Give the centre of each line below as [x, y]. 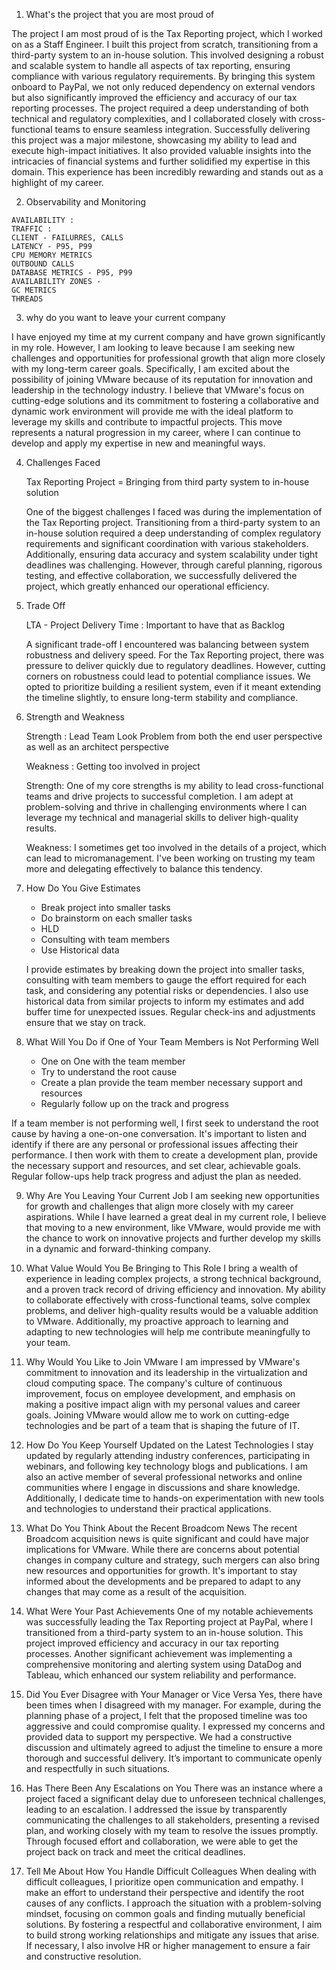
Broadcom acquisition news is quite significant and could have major [167, 1538]
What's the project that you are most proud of [120, 14]
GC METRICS [34, 290]
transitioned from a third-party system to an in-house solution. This [164, 1632]
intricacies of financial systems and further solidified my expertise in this [161, 161]
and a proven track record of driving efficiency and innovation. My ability [175, 1289]
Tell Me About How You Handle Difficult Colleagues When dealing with [171, 1871]
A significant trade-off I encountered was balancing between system [167, 644]
